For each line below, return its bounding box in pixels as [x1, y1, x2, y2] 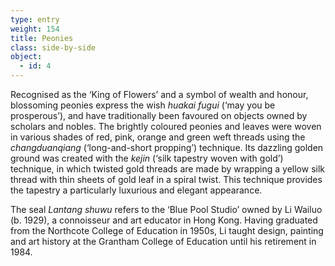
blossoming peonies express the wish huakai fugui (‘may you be [10, 99, 276, 111]
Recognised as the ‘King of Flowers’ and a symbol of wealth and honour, [10, 89, 309, 100]
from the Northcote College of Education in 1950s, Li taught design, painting [10, 225, 324, 236]
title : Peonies [10, 33, 74, 43]
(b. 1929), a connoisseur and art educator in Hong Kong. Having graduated [10, 214, 318, 226]
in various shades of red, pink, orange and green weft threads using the [10, 131, 306, 143]
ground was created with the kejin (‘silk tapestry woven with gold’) [10, 152, 284, 164]
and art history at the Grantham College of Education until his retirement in [10, 236, 317, 247]
